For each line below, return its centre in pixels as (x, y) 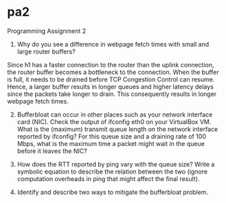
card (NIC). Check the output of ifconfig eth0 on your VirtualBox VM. (114, 121)
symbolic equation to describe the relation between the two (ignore (112, 171)
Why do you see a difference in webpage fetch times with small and (113, 44)
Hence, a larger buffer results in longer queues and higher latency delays (111, 86)
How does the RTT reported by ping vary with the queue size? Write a (116, 164)
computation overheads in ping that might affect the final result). (108, 178)
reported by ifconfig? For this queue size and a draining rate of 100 (111, 136)
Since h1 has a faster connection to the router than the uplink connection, (111, 64)
